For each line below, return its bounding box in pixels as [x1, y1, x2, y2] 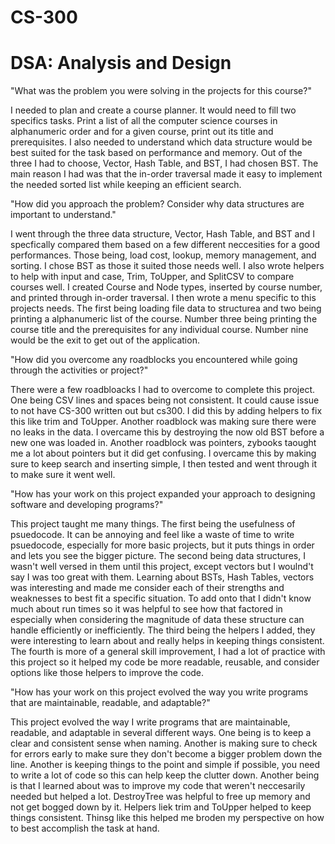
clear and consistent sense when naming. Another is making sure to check [10, 737, 318, 750]
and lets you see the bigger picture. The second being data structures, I [10, 550, 306, 562]
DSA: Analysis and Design [10, 52, 232, 75]
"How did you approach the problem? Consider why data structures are [10, 198, 305, 210]
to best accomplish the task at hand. [10, 822, 160, 835]
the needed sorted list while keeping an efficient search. [10, 179, 242, 191]
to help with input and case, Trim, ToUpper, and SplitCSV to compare [10, 271, 295, 283]
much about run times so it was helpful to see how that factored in [10, 603, 283, 615]
